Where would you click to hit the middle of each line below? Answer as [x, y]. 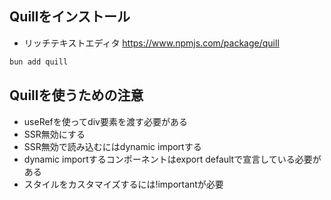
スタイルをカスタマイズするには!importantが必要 [123, 184]
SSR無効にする [54, 134]
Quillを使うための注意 [76, 95]
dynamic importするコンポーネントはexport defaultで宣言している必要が [172, 159]
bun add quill [39, 62]
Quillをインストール [70, 17]
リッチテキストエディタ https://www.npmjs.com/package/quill [151, 43]
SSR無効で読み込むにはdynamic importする [112, 146]
